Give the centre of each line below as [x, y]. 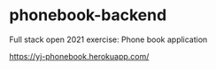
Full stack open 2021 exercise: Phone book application [108, 39]
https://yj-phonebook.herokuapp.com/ [79, 56]
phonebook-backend [88, 15]
